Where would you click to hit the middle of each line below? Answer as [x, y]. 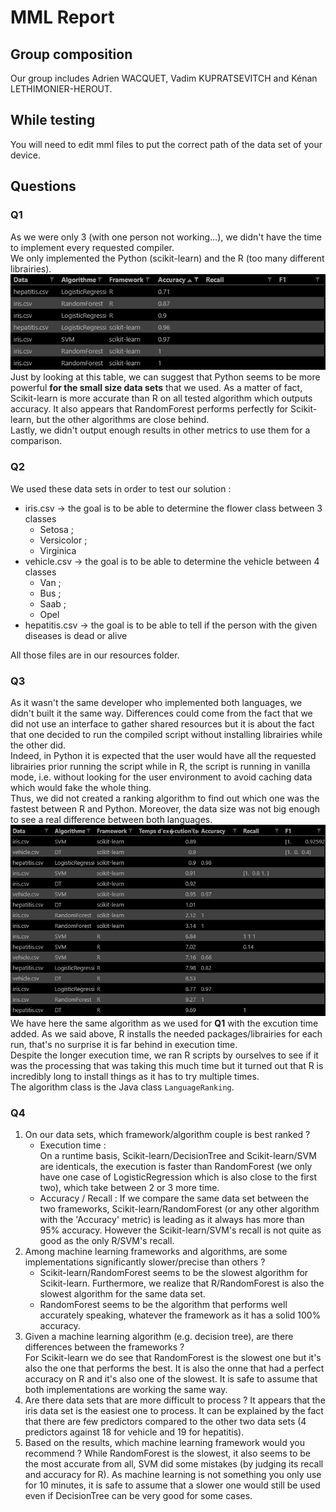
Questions [43, 186]
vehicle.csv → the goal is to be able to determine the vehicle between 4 [172, 561]
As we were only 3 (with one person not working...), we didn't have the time [166, 237]
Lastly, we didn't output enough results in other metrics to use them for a [160, 430]
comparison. [36, 441]
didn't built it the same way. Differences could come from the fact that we [161, 713]
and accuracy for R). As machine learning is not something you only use [173, 1474]
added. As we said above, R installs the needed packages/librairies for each [166, 1033]
